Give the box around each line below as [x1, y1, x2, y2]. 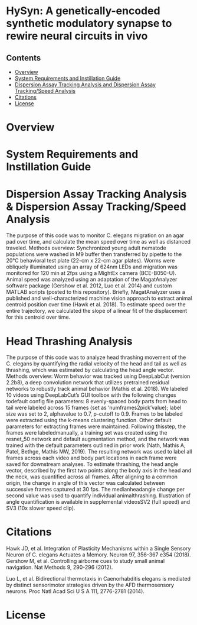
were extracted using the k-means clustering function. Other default [6, 417, 172, 424]
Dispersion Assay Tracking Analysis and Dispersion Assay [14, 81, 156, 88]
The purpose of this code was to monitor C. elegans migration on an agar [6, 232, 185, 239]
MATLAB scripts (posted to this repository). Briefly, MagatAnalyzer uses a [6, 289, 186, 296]
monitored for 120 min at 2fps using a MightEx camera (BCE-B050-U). [6, 270, 177, 277]
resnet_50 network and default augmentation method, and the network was [6, 436, 189, 443]
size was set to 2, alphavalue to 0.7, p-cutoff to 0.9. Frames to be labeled [6, 410, 183, 417]
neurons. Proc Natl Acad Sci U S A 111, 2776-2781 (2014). [6, 588, 145, 595]
